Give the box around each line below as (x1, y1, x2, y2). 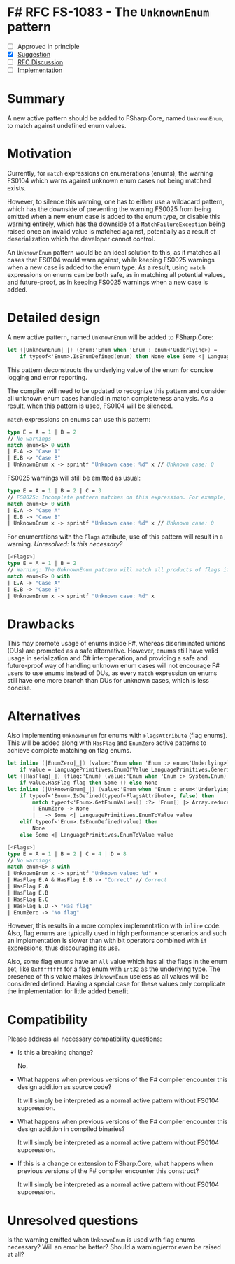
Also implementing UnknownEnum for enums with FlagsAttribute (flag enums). (7, 732, 227, 740)
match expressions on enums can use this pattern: (7, 415, 151, 423)
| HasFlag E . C (7, 896, 49, 903)
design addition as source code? (17, 1083, 112, 1091)
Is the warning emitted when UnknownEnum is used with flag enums (7, 1235, 196, 1244)
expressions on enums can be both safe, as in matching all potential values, (7, 271, 225, 279)
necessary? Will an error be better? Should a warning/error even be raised (7, 1243, 222, 1251)
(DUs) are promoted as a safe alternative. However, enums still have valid (7, 646, 219, 655)
